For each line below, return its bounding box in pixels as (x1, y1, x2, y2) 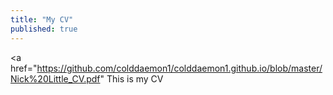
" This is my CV (99, 72, 164, 85)
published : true (10, 24, 78, 34)
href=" (10, 62, 38, 74)
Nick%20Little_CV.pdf (10, 72, 101, 85)
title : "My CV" (10, 14, 74, 25)
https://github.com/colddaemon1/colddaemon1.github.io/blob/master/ (36, 62, 323, 74)
